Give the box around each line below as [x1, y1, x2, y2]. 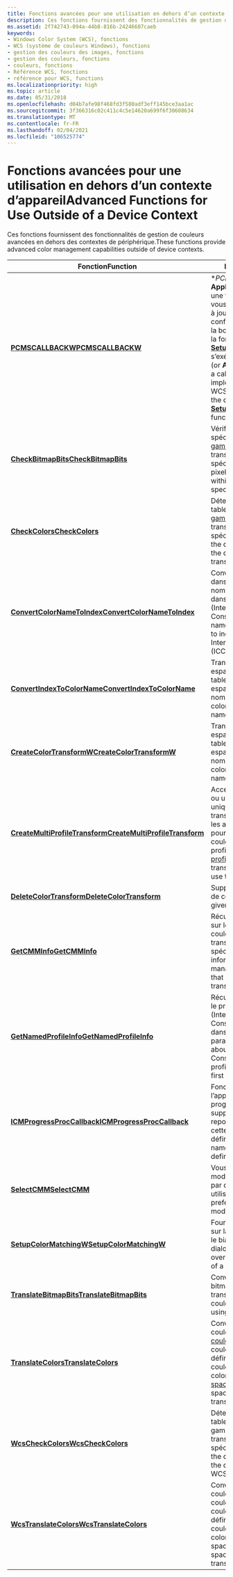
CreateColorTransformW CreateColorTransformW [10, 747, 177, 757]
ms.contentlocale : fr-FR [7, 120, 79, 127]
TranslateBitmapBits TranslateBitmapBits [10, 1290, 147, 1299]
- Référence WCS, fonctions [7, 68, 89, 75]
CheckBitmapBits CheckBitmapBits [10, 454, 128, 464]
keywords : [7, 29, 36, 37]
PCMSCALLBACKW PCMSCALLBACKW [10, 343, 142, 353]
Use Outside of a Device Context [7, 207, 198, 223]
